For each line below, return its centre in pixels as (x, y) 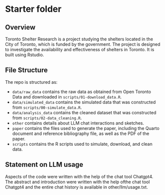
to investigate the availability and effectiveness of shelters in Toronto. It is (80, 49)
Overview (20, 27)
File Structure (26, 70)
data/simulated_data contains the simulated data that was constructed (84, 102)
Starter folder (33, 9)
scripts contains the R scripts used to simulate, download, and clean (82, 144)
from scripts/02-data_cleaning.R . (47, 118)
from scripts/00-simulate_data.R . (47, 107)
